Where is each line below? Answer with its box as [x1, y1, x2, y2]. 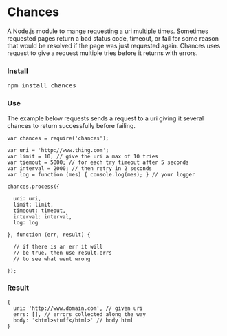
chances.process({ [7, 183, 60, 190]
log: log [13, 219, 39, 226]
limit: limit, [13, 201, 54, 208]
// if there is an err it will [13, 243, 103, 250]
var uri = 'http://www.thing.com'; [7, 147, 109, 154]
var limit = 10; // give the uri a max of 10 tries [7, 153, 158, 160]
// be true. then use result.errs [13, 249, 112, 256]
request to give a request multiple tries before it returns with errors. [7, 49, 198, 57]
